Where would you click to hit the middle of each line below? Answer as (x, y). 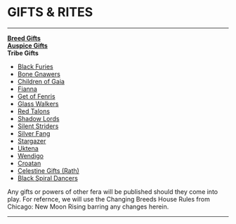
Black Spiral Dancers (48, 178)
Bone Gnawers (39, 73)
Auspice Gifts (27, 45)
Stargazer (32, 141)
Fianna (27, 89)
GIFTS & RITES (50, 12)
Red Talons (34, 111)
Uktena (28, 148)
